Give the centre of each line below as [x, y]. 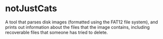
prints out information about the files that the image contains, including [78, 27]
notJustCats [31, 9]
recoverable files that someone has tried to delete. [56, 32]
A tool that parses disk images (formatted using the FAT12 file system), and [82, 22]
